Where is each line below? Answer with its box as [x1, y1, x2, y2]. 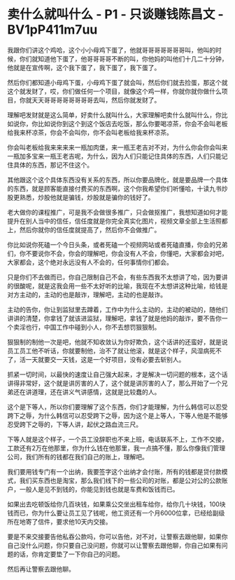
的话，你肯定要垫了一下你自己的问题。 [13, 550, 124, 558]
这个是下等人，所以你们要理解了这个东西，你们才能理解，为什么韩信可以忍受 [7, 403, 228, 411]
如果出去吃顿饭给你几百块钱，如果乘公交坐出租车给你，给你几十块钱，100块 [7, 499, 226, 508]
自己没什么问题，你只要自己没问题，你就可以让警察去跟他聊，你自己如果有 [7, 541, 222, 549]
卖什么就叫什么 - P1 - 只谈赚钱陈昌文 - [7, 6, 224, 22]
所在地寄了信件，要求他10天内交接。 [7, 517, 112, 526]
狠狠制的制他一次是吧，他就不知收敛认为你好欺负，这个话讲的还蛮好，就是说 [7, 337, 228, 346]
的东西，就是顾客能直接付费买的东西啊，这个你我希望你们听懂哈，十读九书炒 [7, 184, 228, 193]
